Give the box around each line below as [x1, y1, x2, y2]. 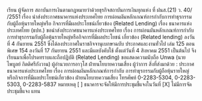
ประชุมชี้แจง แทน [7, 88, 41, 94]
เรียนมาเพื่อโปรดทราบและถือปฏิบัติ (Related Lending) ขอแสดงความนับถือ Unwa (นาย [7, 54, 186, 61]
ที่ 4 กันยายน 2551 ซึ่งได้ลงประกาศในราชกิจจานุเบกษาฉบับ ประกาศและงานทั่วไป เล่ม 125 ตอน [7, 40, 195, 47]
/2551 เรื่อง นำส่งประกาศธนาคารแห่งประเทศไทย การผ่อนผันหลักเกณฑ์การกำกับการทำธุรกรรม [7, 13, 192, 20]
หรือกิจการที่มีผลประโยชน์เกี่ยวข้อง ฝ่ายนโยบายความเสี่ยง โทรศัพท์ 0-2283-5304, [7, 74, 174, 81]
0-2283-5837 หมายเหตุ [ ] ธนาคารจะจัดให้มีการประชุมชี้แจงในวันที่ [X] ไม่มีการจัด [22, 81, 192, 88]
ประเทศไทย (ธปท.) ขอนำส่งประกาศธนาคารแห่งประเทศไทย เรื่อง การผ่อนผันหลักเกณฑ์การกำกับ [7, 26, 194, 34]
